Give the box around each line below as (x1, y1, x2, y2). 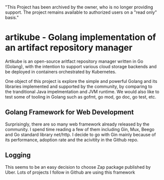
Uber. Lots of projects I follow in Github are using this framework (5, 169, 136, 175)
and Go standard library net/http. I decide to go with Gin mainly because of (5, 131, 156, 137)
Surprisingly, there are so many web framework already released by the (5, 121, 150, 127)
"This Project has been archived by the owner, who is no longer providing (5, 4, 153, 10)
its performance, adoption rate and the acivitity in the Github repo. (5, 137, 139, 143)
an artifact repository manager (5, 42, 133, 53)
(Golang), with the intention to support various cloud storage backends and (5, 63, 157, 69)
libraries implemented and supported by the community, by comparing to (5, 83, 153, 89)
